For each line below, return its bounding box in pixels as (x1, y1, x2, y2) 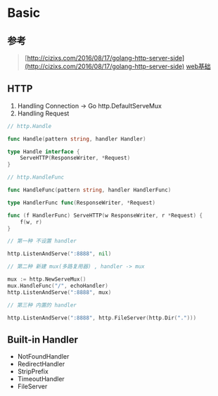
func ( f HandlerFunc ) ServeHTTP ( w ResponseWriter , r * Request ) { (7, 212, 203, 219)
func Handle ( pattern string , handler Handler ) (7, 135, 146, 142)
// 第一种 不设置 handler (7, 238, 77, 245)
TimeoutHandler (17, 375, 65, 383)
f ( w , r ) (20, 218, 42, 226)
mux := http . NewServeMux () (7, 276, 86, 283)
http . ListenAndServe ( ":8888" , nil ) (7, 250, 112, 257)
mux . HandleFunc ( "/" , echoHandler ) (7, 282, 109, 289)
